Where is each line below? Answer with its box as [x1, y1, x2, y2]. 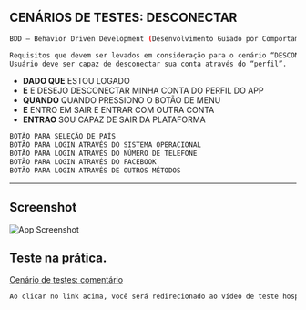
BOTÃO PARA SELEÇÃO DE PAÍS [9, 132, 117, 141]
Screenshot [9, 200, 77, 215]
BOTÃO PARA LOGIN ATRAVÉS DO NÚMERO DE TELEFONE [9, 149, 198, 159]
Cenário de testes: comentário [9, 274, 124, 285]
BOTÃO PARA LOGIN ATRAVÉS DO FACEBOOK [9, 158, 157, 167]
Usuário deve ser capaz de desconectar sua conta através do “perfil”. [9, 59, 287, 68]
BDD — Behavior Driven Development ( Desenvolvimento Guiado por [9, 34, 259, 43]
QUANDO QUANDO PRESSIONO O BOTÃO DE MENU [22, 95, 221, 106]
